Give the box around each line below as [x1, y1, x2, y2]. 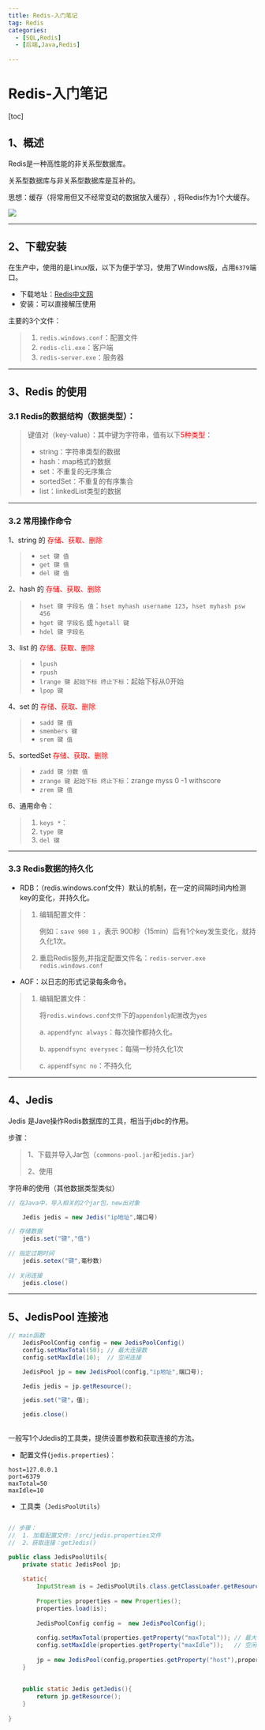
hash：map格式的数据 [39, 457, 112, 466]
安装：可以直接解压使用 [19, 299, 96, 308]
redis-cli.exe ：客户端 [39, 342, 114, 352]
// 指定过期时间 [8, 1249, 54, 1257]
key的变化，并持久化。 [19, 892, 94, 902]
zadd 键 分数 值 [39, 767, 88, 775]
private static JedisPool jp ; [22, 1560, 122, 1569]
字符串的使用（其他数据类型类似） [8, 1183, 119, 1193]
